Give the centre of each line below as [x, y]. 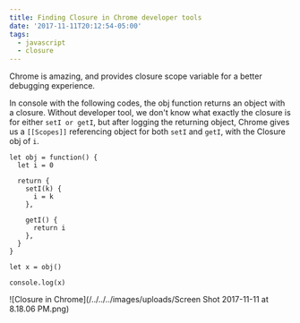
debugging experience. [52, 86]
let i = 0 [35, 166]
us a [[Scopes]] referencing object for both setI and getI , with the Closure [148, 132]
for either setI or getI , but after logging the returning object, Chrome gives [150, 123]
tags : [19, 34]
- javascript [42, 42]
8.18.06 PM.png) [39, 309]
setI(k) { [44, 189]
